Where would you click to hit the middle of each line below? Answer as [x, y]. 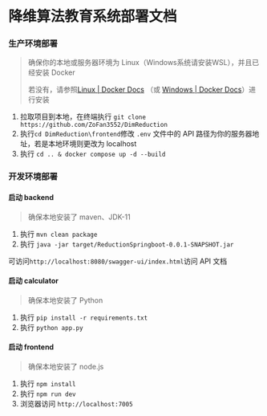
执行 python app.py [51, 327]
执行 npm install [48, 384]
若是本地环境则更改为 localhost [85, 144]
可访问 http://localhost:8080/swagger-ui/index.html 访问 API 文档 [118, 261]
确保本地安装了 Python [65, 300]
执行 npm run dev [48, 394]
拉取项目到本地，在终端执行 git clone [83, 116]
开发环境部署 [33, 177]
